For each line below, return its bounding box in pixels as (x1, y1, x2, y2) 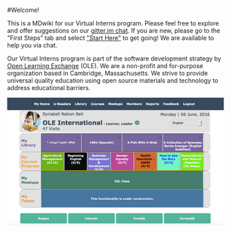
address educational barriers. (7, 84, 91, 92)
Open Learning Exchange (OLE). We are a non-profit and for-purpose (7, 62, 204, 70)
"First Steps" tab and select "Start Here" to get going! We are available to (7, 34, 214, 42)
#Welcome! (7, 6, 40, 14)
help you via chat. (7, 41, 58, 49)
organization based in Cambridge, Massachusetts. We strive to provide (7, 69, 208, 77)
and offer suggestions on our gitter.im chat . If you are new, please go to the (7, 27, 221, 34)
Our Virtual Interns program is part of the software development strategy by (7, 54, 221, 63)
